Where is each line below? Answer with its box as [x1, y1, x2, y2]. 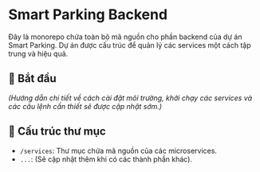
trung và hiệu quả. [8, 49, 69, 58]
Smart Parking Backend [8, 6, 168, 24]
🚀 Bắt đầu [8, 72, 57, 85]
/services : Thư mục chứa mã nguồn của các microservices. [19, 146, 218, 155]
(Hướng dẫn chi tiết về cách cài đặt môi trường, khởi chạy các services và [8, 93, 253, 103]
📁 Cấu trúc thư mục [8, 125, 106, 139]
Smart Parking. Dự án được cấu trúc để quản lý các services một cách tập [8, 40, 251, 49]
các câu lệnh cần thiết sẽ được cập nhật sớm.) [8, 101, 162, 111]
